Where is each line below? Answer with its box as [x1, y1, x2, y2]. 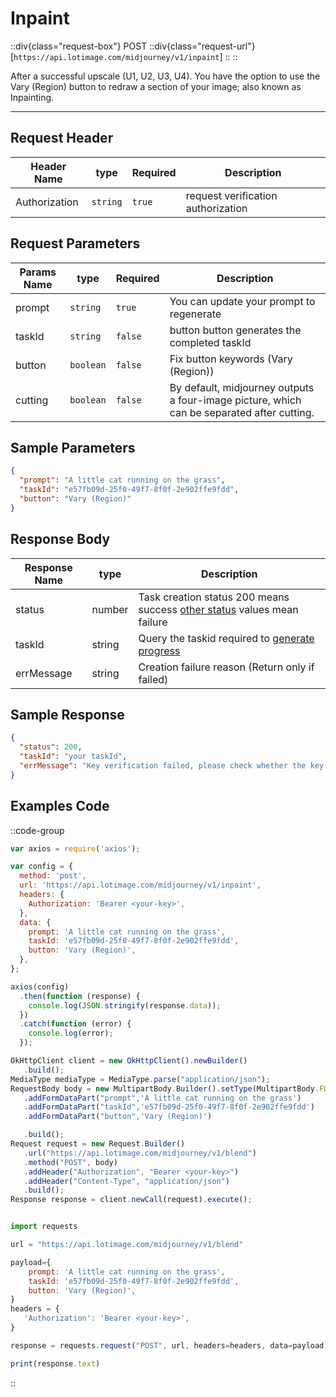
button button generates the [169, 323, 302, 337]
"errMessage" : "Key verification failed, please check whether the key [19, 761, 325, 771]
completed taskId [169, 335, 252, 349]
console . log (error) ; [28, 1028, 114, 1039]
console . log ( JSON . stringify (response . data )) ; [28, 1000, 222, 1011]
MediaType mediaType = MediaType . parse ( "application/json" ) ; [10, 1074, 271, 1084]
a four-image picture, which [169, 393, 302, 407]
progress [138, 643, 181, 657]
